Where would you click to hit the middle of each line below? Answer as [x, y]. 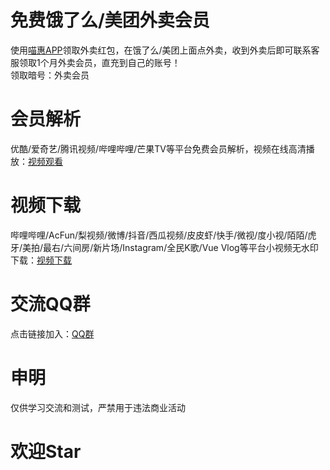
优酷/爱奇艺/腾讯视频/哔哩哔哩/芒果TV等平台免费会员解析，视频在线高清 [158, 148]
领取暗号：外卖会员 [50, 75]
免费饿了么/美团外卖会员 [110, 20]
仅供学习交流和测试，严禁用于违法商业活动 [98, 407]
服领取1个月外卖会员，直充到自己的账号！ [95, 62]
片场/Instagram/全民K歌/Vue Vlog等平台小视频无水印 [210, 247]
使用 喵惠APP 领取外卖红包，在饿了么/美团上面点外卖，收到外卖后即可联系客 [165, 50]
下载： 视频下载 [41, 260]
